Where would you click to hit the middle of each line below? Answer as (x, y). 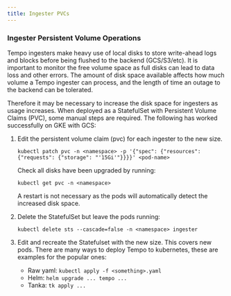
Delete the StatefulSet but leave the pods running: (89, 216)
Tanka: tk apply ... (57, 285)
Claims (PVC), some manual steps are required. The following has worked (112, 118)
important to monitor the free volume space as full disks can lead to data (111, 67)
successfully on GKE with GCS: (52, 125)
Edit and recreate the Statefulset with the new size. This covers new (114, 242)
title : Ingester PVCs (38, 14)
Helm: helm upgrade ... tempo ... (77, 277)
